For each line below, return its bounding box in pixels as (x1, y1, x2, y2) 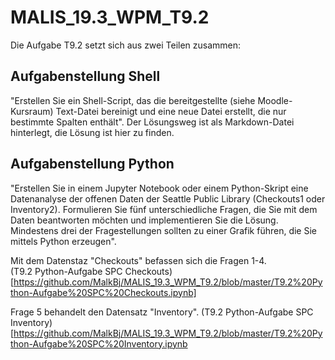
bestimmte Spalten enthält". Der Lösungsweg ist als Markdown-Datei (10, 116, 295, 128)
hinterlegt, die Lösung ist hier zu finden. (10, 126, 175, 138)
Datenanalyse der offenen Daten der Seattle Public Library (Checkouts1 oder (10, 192, 326, 205)
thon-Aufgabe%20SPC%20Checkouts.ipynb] (10, 286, 197, 298)
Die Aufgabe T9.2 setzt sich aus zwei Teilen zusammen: (10, 39, 242, 51)
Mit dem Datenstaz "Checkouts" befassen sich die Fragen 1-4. (10, 254, 267, 266)
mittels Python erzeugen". (10, 235, 117, 247)
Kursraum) (10, 105, 54, 117)
